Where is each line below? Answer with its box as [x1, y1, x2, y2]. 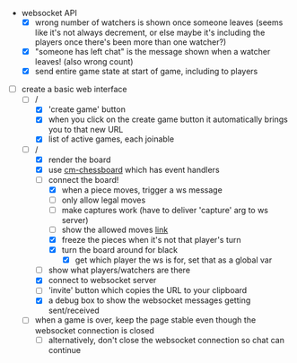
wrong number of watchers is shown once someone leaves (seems [34, 17, 284, 28]
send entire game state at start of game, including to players [34, 66, 258, 77]
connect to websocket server [48, 275, 157, 286]
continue [48, 344, 82, 355]
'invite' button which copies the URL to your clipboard [48, 285, 248, 296]
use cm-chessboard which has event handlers [48, 164, 221, 175]
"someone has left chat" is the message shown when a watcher [34, 47, 271, 57]
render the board [48, 154, 111, 165]
